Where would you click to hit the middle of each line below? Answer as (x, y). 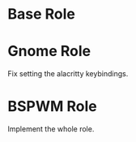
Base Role (42, 14)
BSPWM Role (53, 107)
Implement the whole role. (51, 129)
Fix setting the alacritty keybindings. (68, 74)
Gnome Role (49, 52)
